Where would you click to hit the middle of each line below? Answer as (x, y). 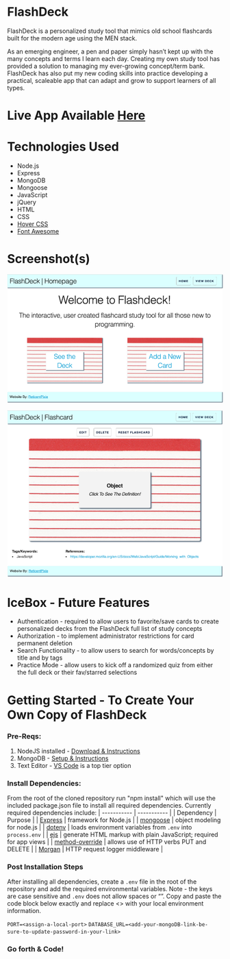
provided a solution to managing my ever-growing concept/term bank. (106, 66)
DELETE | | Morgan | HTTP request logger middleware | (85, 849)
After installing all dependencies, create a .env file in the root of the (102, 882)
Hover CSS (33, 224)
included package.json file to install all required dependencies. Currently (109, 806)
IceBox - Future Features (78, 602)
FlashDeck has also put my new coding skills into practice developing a (107, 73)
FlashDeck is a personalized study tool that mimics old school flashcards (110, 31)
